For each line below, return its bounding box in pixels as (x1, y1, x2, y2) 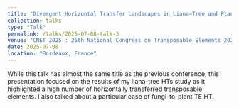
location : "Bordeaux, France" (7, 50, 97, 58)
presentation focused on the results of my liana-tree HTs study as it (7, 77, 206, 85)
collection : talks (7, 17, 62, 24)
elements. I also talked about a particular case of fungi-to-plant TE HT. (7, 92, 215, 100)
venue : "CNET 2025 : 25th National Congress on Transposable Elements (7, 37, 221, 44)
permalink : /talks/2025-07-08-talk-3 (7, 30, 119, 38)
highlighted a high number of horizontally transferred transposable (7, 85, 203, 93)
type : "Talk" (7, 23, 46, 31)
